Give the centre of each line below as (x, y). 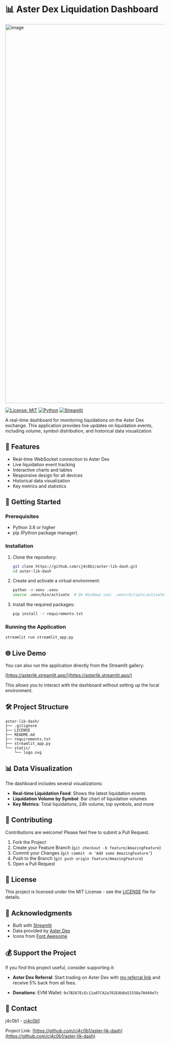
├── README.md (20, 735)
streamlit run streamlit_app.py (39, 637)
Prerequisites (22, 516)
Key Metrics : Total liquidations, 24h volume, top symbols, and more (83, 804)
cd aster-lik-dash (32, 571)
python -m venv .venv (35, 590)
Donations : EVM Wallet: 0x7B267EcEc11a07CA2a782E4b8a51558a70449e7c (86, 992)
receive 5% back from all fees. (45, 983)
